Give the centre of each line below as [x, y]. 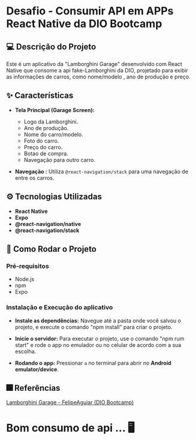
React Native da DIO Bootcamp [84, 24]
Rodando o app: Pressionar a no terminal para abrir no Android [93, 363]
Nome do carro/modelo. [53, 134]
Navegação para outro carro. [60, 159]
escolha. [25, 351]
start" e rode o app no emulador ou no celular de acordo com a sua [98, 345]
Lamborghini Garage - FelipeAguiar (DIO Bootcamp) [70, 402]
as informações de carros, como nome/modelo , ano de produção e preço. [98, 77]
